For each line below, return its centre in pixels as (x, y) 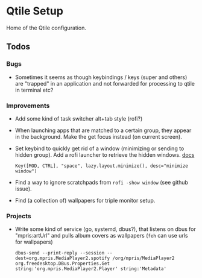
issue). (23, 189)
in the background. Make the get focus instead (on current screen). (99, 136)
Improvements (28, 106)
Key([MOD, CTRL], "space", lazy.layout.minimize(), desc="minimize (101, 166)
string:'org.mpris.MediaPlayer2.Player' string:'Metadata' (91, 269)
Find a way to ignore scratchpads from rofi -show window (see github (102, 182)
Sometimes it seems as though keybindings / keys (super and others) (101, 77)
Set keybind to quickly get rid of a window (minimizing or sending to (99, 148)
